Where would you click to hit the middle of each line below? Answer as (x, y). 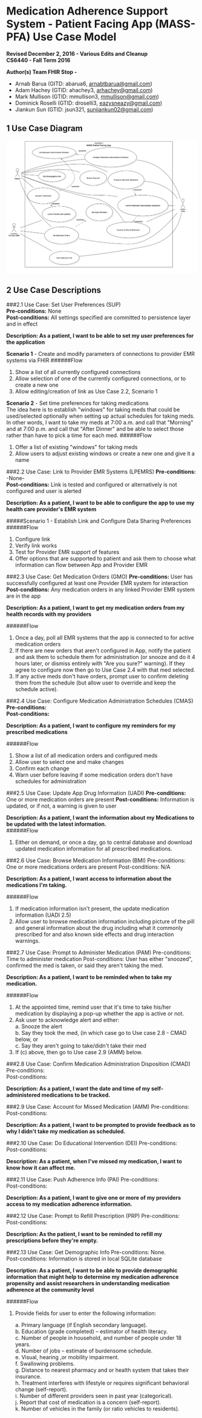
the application (26, 342)
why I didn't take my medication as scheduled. (66, 1131)
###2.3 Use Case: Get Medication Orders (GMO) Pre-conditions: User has (100, 577)
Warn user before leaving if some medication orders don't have (94, 775)
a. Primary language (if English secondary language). (81, 1325)
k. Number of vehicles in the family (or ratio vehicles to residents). (97, 1409)
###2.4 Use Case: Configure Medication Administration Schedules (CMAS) (100, 701)
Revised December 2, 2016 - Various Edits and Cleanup (77, 53)
